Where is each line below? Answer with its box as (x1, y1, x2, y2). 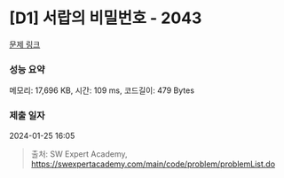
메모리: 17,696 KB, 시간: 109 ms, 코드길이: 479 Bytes (9, 85, 195, 96)
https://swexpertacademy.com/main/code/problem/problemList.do (30, 159, 276, 169)
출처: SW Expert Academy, (30, 148, 128, 159)
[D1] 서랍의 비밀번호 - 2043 (9, 8, 202, 28)
